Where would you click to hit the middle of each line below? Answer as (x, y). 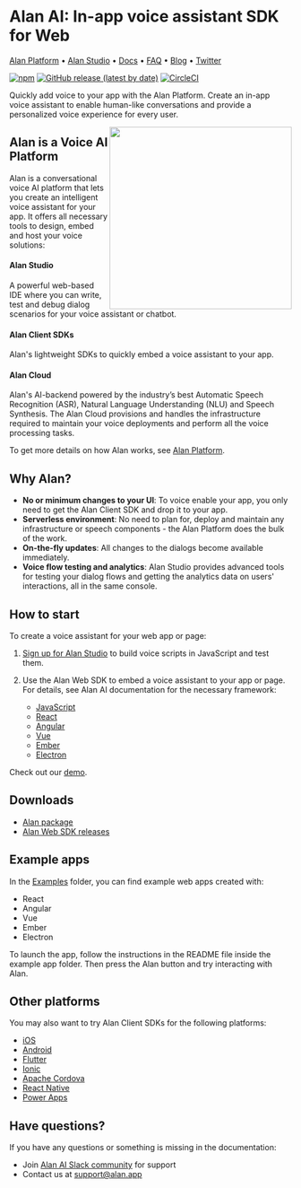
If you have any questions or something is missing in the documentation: (143, 1148)
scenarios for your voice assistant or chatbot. (93, 314)
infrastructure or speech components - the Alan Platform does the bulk (153, 529)
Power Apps (45, 1097)
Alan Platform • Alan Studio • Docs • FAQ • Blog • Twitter (116, 60)
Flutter (34, 1060)
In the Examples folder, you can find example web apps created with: (137, 881)
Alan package (47, 822)
